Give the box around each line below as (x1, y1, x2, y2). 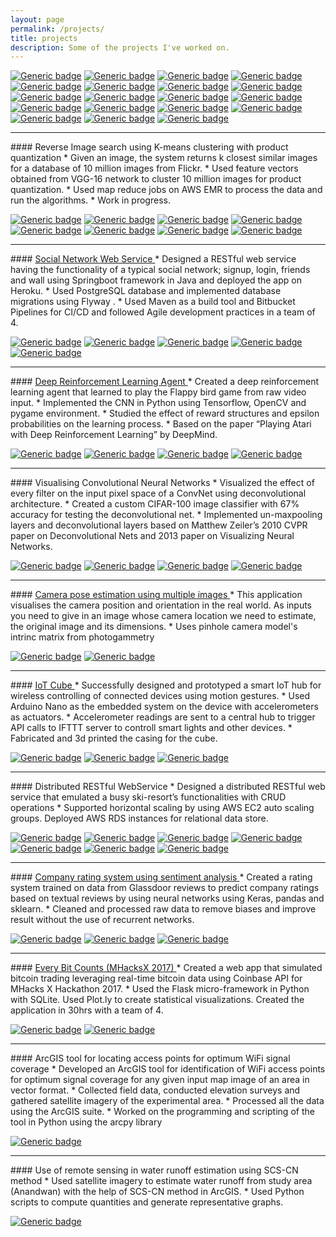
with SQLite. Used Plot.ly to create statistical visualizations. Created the (10, 994, 305, 1006)
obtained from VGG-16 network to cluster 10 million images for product (10, 173, 302, 185)
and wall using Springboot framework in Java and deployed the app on (10, 274, 302, 286)
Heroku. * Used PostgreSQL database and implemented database (10, 285, 282, 297)
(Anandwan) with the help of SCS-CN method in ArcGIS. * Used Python (10, 1186, 305, 1198)
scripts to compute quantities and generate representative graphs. (10, 1196, 284, 1208)
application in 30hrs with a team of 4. (10, 1004, 164, 1016)
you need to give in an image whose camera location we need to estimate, (10, 610, 317, 622)
